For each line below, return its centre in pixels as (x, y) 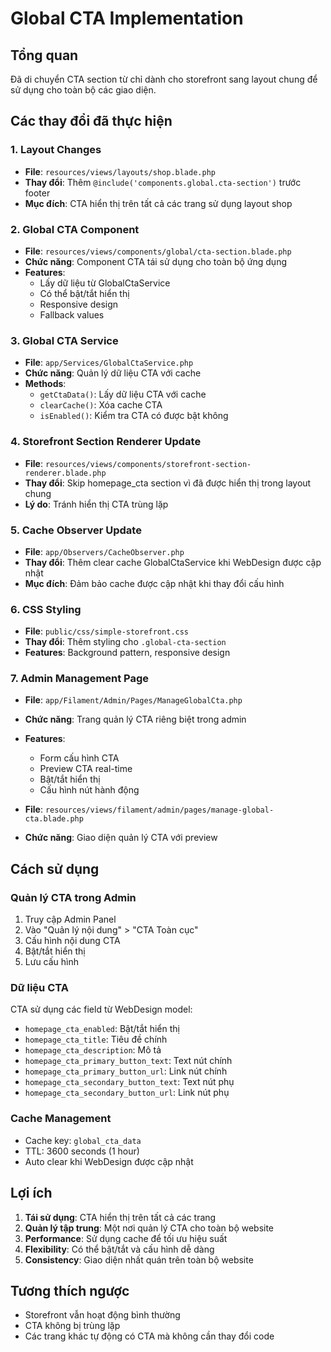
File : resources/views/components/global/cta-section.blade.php (158, 251)
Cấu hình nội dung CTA (72, 941)
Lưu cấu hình (52, 962)
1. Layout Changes (56, 150)
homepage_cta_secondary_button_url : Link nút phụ (127, 1093)
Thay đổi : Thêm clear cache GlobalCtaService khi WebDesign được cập (173, 562)
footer (37, 193)
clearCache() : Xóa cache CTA (101, 405)
